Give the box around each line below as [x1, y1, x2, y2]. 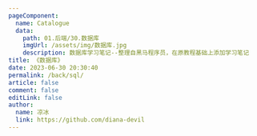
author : [8, 101, 34, 109]
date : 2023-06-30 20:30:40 [8, 64, 98, 72]
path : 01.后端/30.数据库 [22, 34, 100, 42]
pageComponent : [8, 11, 59, 20]
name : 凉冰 [15, 109, 50, 117]
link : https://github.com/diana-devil [15, 116, 146, 124]
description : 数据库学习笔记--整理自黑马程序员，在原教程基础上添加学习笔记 [22, 49, 250, 57]
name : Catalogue [15, 19, 70, 27]
